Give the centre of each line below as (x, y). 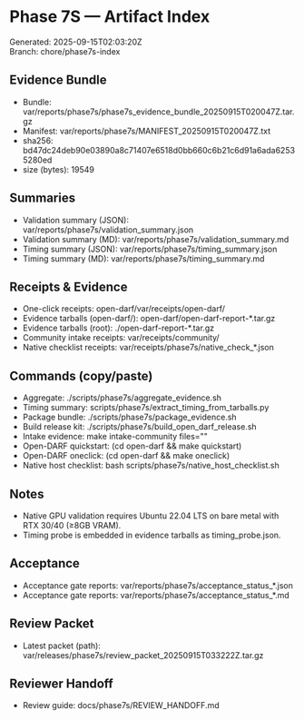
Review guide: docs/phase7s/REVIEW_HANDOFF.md (121, 705)
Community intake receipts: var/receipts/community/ (121, 338)
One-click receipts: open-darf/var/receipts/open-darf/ (123, 309)
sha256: (38, 140)
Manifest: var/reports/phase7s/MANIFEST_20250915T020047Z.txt (146, 131)
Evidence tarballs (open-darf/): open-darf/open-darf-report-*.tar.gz (149, 319)
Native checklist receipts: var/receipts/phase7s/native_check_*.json (148, 348)
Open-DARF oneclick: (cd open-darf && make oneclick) (126, 456)
